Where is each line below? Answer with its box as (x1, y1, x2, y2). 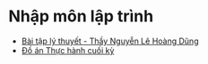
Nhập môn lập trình (8, 6, 154, 27)
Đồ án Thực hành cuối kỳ (21, 44, 115, 55)
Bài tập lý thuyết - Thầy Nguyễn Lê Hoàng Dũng (21, 36, 199, 46)
